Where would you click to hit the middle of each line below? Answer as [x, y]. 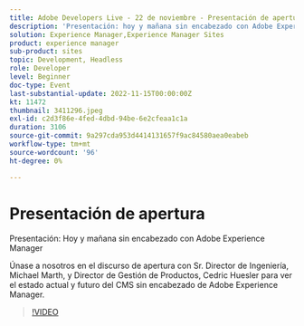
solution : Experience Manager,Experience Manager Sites [117, 34]
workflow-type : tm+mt [50, 144]
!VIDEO [45, 312]
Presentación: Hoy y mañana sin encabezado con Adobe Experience [137, 239]
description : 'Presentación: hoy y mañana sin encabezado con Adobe [141, 26]
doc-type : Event [40, 85]
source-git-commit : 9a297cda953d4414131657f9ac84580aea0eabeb [129, 136]
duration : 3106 [38, 128]
